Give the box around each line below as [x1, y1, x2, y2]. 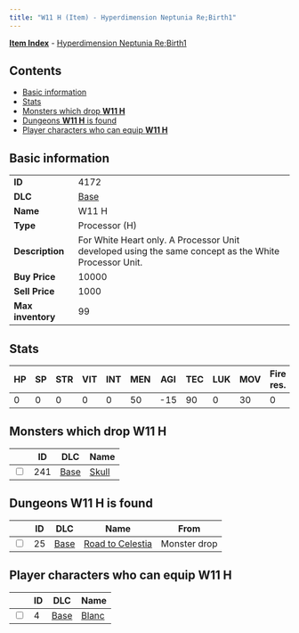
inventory [13, 311, 56, 324]
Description [13, 245, 65, 258]
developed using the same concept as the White [77, 245, 280, 258]
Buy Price [13, 271, 56, 284]
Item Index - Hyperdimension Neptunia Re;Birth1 [9, 37, 187, 48]
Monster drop [160, 537, 218, 549]
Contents [9, 63, 62, 78]
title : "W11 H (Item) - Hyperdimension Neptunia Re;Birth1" [9, 12, 238, 22]
